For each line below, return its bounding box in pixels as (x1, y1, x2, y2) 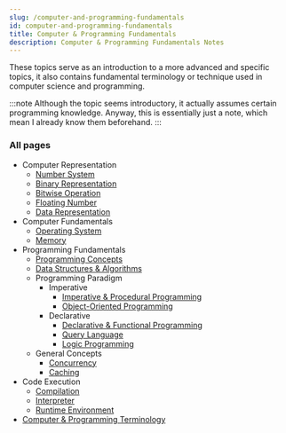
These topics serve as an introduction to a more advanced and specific (9, 62, 270, 73)
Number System (35, 169, 95, 179)
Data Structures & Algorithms (35, 263, 142, 273)
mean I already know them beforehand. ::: (9, 117, 163, 128)
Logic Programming (61, 338, 135, 349)
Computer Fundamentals (21, 216, 114, 226)
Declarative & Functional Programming (61, 319, 203, 330)
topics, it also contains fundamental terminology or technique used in (9, 72, 263, 83)
